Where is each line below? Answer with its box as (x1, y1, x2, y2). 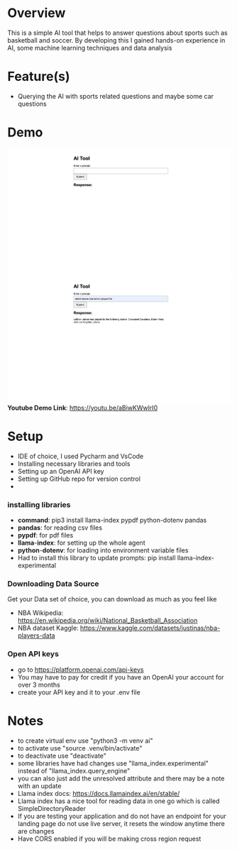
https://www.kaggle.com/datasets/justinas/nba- (80, 623, 221, 633)
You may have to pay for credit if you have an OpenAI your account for (17, 672, 224, 681)
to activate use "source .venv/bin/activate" (17, 743, 143, 752)
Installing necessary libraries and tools (17, 459, 131, 468)
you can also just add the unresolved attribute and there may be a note (17, 774, 225, 783)
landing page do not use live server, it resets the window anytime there (17, 819, 226, 828)
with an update (17, 781, 62, 790)
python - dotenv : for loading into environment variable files (17, 546, 189, 555)
